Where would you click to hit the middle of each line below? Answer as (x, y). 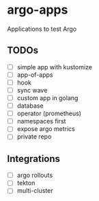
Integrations (33, 159)
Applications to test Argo (42, 29)
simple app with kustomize (55, 67)
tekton (26, 183)
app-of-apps (35, 75)
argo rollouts (35, 175)
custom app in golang (47, 98)
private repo (34, 137)
